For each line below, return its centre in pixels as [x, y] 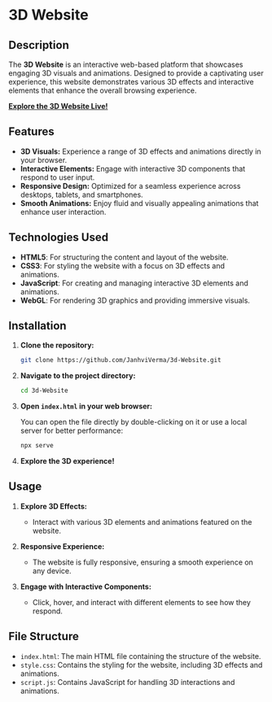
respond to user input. [57, 177]
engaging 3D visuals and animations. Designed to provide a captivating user [136, 73]
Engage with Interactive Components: [86, 586]
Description [39, 45]
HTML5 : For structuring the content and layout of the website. [124, 257]
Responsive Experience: [62, 546]
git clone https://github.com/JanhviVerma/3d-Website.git [121, 360]
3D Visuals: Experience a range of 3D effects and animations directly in [141, 151]
